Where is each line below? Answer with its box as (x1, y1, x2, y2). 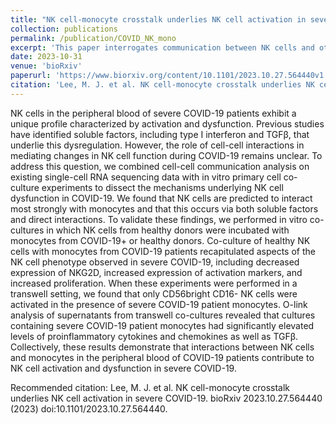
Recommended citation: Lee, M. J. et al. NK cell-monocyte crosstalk (10, 381, 291, 393)
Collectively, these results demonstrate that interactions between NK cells (10, 341, 315, 353)
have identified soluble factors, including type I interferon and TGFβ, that (10, 128, 310, 140)
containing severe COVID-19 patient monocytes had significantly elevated (10, 319, 315, 331)
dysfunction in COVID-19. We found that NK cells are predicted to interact (10, 192, 313, 204)
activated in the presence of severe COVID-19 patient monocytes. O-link (10, 298, 308, 310)
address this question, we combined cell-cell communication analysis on (10, 160, 310, 172)
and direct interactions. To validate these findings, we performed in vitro (10, 213, 308, 225)
